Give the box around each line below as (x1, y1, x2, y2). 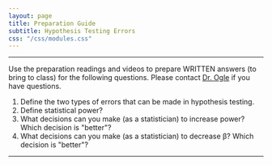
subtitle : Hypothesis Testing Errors (8, 27, 136, 35)
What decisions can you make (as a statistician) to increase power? (19, 114, 245, 124)
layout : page (8, 11, 53, 20)
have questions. (8, 82, 62, 91)
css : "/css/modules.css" (8, 34, 92, 43)
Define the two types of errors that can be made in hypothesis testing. (19, 97, 255, 107)
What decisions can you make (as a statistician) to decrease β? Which (19, 131, 254, 142)
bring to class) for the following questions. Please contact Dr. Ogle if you (8, 73, 251, 82)
